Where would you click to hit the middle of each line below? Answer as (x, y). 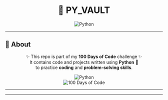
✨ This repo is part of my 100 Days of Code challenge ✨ (84, 56)
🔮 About (18, 44)
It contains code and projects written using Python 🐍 (84, 62)
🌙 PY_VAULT (84, 10)
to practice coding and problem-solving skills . (84, 67)
